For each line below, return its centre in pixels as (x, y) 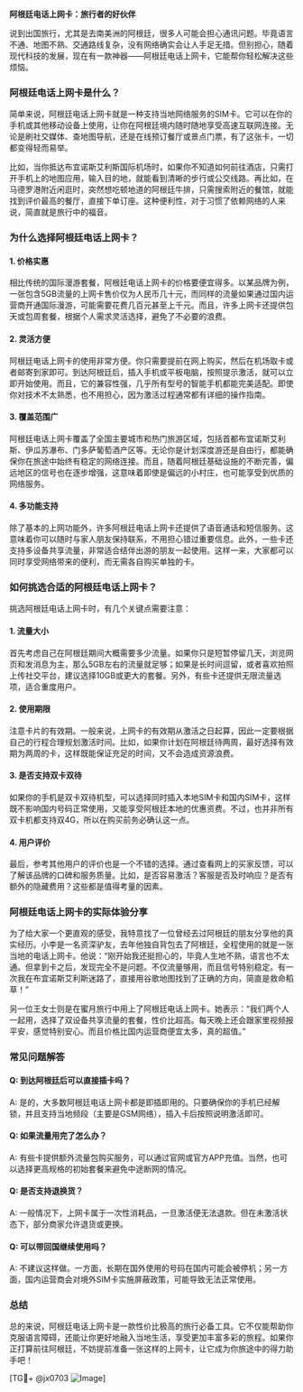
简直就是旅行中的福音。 (69, 212)
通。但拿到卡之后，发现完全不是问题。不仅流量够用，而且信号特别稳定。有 (147, 967)
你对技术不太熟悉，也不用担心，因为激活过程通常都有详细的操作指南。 (140, 394)
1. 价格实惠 (29, 261)
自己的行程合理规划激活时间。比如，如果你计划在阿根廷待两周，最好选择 (143, 742)
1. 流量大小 (29, 631)
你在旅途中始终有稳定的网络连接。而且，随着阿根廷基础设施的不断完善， (151, 461)
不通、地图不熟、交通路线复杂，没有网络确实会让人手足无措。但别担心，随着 (151, 45)
